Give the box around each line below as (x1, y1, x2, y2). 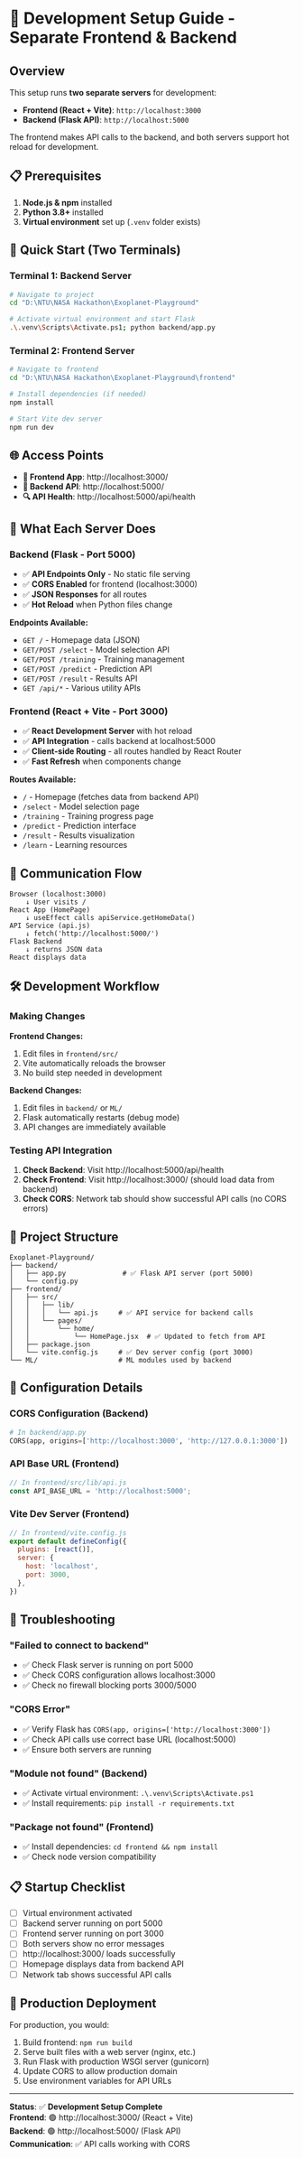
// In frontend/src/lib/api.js (9, 1478, 127, 1487)
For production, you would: (9, 2020, 110, 2031)
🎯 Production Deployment (9, 1995, 157, 2011)
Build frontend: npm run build (22, 2037, 133, 2048)
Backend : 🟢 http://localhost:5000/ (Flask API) (9, 2125, 182, 2136)
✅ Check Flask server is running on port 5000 (22, 1660, 194, 1670)
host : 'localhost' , (25, 1562, 99, 1571)
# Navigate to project (9, 290, 95, 299)
